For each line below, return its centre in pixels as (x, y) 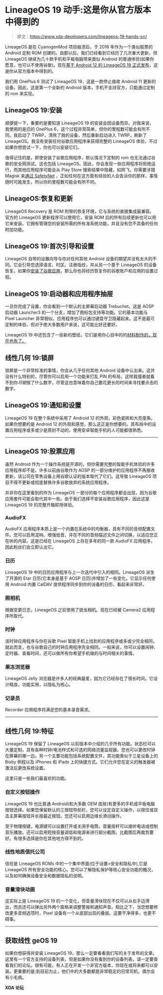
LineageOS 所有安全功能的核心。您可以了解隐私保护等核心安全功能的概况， (81, 869)
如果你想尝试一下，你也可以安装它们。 (43, 147)
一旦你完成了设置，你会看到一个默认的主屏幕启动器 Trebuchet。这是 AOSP (80, 306)
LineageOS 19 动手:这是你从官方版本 (78, 10)
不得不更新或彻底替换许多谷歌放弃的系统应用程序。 (60, 482)
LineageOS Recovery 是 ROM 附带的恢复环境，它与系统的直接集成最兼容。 (80, 211)
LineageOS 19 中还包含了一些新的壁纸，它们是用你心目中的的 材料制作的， (79, 335)
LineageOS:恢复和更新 (39, 199)
